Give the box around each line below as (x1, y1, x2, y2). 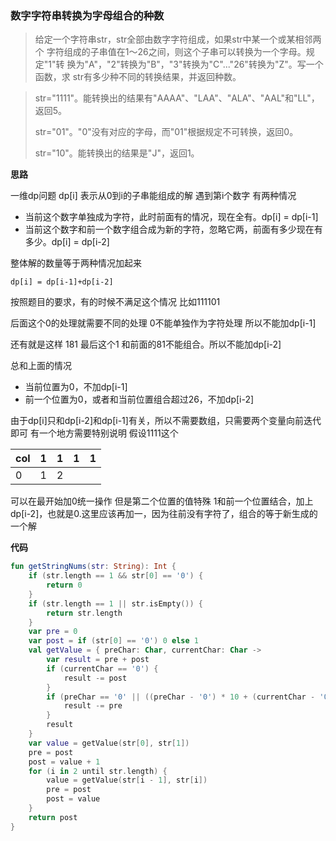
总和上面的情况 (10, 360, 72, 372)
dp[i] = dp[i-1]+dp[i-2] (10, 277, 114, 287)
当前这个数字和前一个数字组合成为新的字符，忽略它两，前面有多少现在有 (24, 223, 323, 236)
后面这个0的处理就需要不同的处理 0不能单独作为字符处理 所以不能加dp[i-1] (10, 317, 317, 329)
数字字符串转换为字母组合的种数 (10, 8, 165, 22)
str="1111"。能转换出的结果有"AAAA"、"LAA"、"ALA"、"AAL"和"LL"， (34, 92, 320, 104)
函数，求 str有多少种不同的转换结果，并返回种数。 (34, 71, 242, 83)
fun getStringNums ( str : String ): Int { (10, 562, 177, 572)
